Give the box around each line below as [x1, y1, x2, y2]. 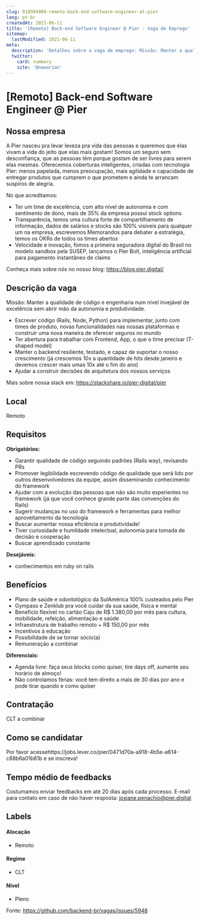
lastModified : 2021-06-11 [11, 36, 76, 42]
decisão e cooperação [14, 533, 70, 540]
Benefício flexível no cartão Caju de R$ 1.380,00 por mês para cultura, [14, 608, 187, 616]
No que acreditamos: [6, 192, 58, 199]
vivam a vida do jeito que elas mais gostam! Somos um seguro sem [6, 149, 171, 156]
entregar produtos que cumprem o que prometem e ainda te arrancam [6, 174, 179, 181]
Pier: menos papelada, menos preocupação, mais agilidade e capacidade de [6, 168, 194, 175]
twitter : [11, 53, 33, 59]
